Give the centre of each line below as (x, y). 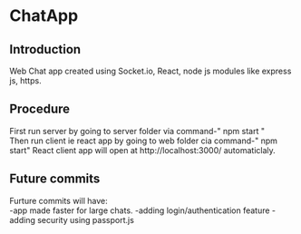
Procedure (40, 109)
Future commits (55, 179)
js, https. (26, 81)
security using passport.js (86, 219)
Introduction (45, 49)
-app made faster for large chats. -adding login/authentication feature (140, 210)
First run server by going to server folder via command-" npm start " (137, 131)
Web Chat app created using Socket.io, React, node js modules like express (150, 71)
